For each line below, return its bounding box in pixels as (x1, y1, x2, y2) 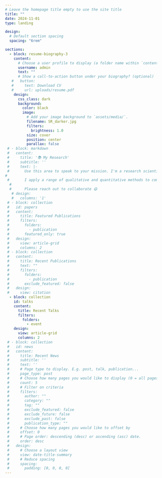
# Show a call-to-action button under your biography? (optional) (17, 74, 154, 79)
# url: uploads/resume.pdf (11, 88, 75, 93)
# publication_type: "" (7, 421, 68, 426)
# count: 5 (7, 380, 38, 385)
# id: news (7, 344, 34, 349)
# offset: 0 (7, 430, 40, 435)
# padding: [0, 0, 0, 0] (7, 466, 70, 471)
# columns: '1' (11, 196, 47, 200)
